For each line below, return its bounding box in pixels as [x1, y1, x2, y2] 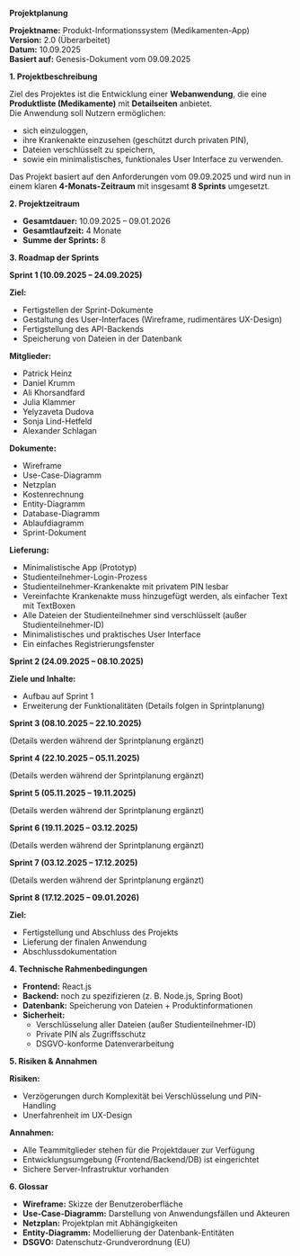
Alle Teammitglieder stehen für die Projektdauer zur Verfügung [22, 1144, 255, 1155]
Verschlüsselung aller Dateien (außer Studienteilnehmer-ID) [35, 1019, 257, 1029]
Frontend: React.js [22, 981, 93, 991]
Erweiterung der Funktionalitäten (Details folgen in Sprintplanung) [22, 701, 265, 711]
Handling [22, 1100, 57, 1110]
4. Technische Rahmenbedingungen [9, 964, 148, 974]
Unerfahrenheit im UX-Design [22, 1110, 133, 1120]
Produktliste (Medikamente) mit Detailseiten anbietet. [9, 98, 213, 109]
